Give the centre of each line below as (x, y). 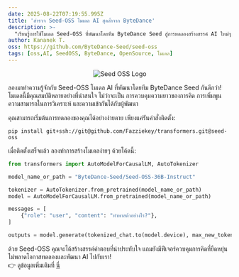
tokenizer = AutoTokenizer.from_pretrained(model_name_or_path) (105, 190)
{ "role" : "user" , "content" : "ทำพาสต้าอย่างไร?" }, (89, 216)
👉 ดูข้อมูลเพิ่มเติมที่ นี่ (34, 265)
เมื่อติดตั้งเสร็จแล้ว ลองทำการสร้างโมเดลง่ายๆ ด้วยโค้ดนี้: (72, 151)
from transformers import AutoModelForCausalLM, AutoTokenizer (104, 164)
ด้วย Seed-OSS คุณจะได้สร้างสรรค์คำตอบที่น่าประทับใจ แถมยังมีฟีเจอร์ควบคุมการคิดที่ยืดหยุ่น (118, 249)
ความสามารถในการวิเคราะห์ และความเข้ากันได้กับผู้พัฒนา (73, 103)
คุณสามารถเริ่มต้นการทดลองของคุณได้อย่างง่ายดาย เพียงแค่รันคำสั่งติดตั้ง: (92, 117)
